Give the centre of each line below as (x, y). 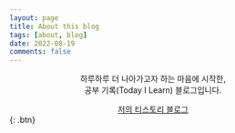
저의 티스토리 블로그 (153, 109)
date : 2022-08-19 (42, 43)
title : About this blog (55, 26)
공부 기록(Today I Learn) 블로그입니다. (153, 90)
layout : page (34, 18)
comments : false (40, 52)
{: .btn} (23, 120)
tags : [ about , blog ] (49, 35)
